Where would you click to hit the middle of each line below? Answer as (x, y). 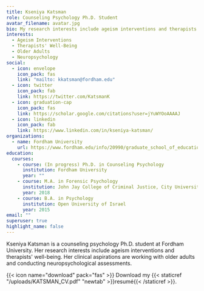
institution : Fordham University (65, 170)
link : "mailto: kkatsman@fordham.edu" (66, 80)
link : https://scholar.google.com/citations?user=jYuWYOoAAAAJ (99, 114)
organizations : (25, 136)
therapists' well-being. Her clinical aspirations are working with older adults (101, 256)
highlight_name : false (35, 227)
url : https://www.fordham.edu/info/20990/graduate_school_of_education (110, 147)
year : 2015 (36, 210)
